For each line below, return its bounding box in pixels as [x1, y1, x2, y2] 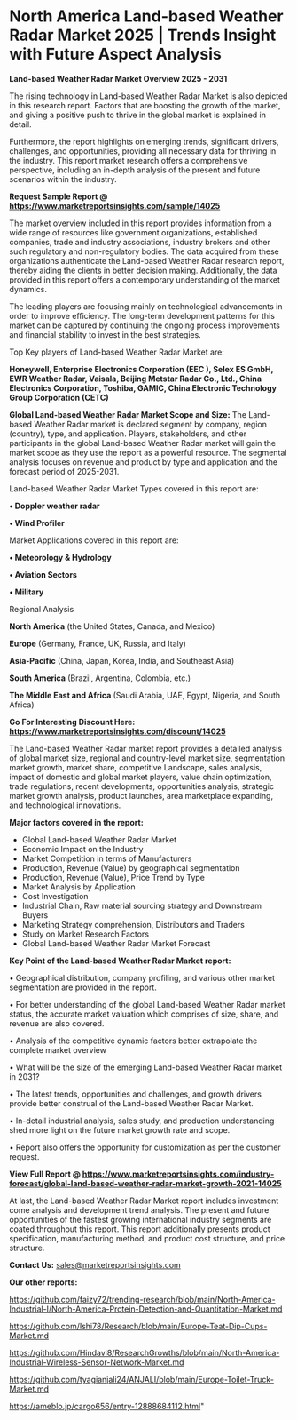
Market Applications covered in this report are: [9, 535, 179, 546]
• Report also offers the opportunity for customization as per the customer [9, 1142, 281, 1153]
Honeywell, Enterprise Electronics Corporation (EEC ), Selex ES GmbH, [9, 363, 274, 374]
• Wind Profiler [9, 517, 65, 528]
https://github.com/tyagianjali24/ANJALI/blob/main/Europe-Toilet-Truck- [9, 1374, 275, 1384]
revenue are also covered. [9, 1017, 105, 1028]
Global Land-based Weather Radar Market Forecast [21, 937, 211, 948]
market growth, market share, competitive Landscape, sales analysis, [9, 762, 262, 772]
